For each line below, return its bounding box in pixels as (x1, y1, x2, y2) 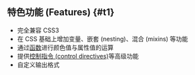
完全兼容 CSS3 (16, 26, 60, 34)
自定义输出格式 (16, 61, 60, 69)
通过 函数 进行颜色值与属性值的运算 (16, 43, 114, 52)
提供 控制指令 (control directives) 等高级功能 (16, 52, 139, 60)
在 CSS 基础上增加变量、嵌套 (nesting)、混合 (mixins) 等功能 (16, 34, 189, 43)
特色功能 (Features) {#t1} (7, 6, 115, 19)
